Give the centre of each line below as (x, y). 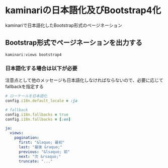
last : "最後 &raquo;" (40, 147)
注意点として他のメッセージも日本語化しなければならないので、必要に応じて (84, 80)
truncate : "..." (35, 161)
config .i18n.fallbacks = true (37, 115)
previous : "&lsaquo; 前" (44, 152)
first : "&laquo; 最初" (41, 143)
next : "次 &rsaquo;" (40, 156)
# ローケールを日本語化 (26, 96)
